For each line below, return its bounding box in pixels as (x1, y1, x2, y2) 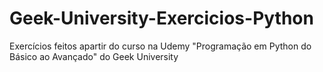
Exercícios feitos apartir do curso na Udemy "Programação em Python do (9, 40, 312, 52)
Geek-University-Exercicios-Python (9, 7, 314, 30)
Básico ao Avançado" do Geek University (9, 50, 179, 62)
